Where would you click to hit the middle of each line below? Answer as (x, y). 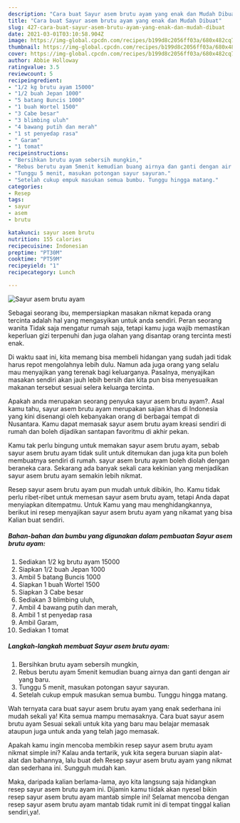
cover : (18, 54)
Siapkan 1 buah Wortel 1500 (59, 584)
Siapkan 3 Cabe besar (51, 592)
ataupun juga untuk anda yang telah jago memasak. (84, 731)
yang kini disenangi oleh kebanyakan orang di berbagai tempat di (104, 416)
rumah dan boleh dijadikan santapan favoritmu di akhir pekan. (99, 431)
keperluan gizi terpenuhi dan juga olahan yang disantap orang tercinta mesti (120, 335)
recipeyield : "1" (34, 266)
